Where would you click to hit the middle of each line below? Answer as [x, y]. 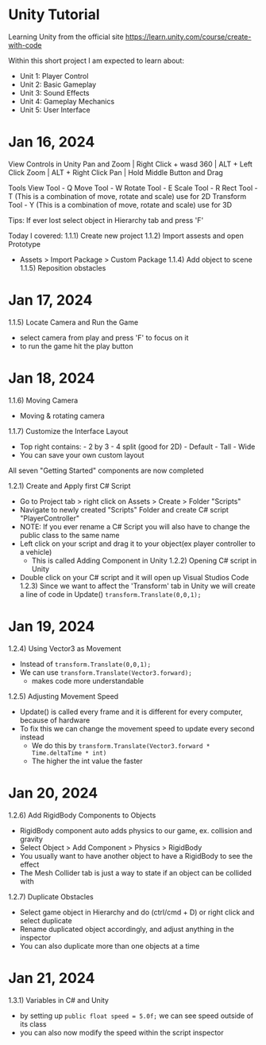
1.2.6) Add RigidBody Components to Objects [82, 815]
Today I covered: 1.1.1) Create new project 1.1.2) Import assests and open [126, 236]
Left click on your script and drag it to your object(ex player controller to [137, 544]
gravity [31, 839]
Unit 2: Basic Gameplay [58, 84]
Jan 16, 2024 [52, 142]
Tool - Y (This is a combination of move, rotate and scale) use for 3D [120, 205]
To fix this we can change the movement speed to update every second [137, 728]
